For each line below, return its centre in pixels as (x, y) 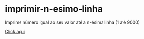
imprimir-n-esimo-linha (54, 9)
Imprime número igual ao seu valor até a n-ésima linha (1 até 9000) (72, 22)
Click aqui (15, 31)
